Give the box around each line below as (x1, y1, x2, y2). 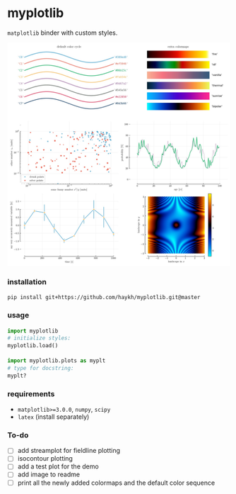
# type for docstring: (7, 364, 74, 371)
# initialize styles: (7, 335, 71, 342)
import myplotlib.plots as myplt (7, 357, 106, 364)
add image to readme (17, 470, 80, 479)
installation (7, 276, 47, 286)
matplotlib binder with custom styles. (7, 28, 118, 37)
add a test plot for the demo (17, 462, 99, 471)
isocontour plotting (17, 454, 73, 463)
